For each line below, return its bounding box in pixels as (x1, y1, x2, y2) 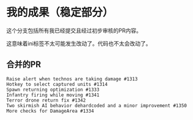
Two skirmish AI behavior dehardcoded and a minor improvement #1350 (6, 102, 188, 108)
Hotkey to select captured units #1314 (6, 81, 108, 87)
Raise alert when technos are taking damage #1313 (6, 76, 138, 82)
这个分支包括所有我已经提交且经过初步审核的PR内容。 (6, 27, 142, 34)
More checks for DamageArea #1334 (6, 108, 95, 114)
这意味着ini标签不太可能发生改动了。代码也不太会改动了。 (6, 40, 151, 47)
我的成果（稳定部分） (6, 5, 114, 19)
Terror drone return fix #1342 (6, 97, 86, 104)
